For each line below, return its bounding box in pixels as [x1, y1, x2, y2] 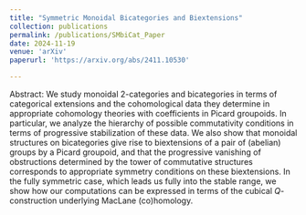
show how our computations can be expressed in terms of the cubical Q [9, 186, 281, 196]
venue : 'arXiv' [9, 47, 68, 56]
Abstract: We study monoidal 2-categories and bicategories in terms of [9, 88, 278, 99]
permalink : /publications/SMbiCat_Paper [9, 30, 166, 39]
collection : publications [9, 22, 108, 31]
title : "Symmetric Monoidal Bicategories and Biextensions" [9, 13, 244, 23]
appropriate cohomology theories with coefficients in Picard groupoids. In [9, 108, 287, 118]
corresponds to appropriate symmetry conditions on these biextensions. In [9, 166, 290, 177]
